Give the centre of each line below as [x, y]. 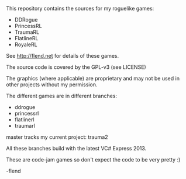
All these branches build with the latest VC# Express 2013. [76, 148]
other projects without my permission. [52, 85]
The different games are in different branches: [62, 96]
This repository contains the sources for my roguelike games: [80, 8]
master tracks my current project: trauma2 [57, 137]
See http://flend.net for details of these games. [62, 56]
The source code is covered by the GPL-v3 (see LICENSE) [76, 67]
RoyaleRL [26, 44]
